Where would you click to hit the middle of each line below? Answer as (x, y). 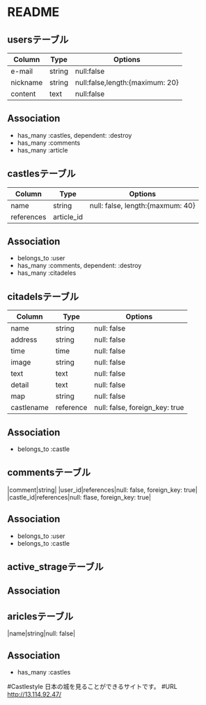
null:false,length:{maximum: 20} (127, 82)
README (33, 12)
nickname (27, 82)
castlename (30, 408)
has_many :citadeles (47, 273)
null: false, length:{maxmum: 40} (143, 205)
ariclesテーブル (40, 616)
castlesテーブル (41, 174)
